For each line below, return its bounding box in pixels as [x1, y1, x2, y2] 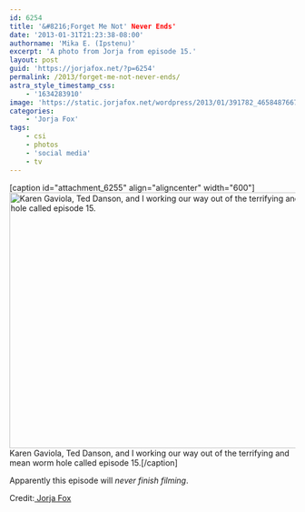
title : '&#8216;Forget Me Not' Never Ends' [9, 22, 177, 31]
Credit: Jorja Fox [9, 492, 72, 503]
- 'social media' [25, 148, 92, 157]
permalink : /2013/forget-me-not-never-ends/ [9, 73, 181, 82]
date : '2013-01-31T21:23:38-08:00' [9, 30, 144, 39]
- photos [25, 140, 59, 149]
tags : [9, 124, 30, 133]
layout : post [9, 55, 59, 65]
